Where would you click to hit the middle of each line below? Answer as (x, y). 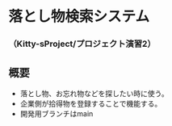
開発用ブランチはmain (57, 113)
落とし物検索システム (79, 17)
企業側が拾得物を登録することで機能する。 (91, 103)
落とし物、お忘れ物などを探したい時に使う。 (94, 93)
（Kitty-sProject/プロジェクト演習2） (82, 44)
